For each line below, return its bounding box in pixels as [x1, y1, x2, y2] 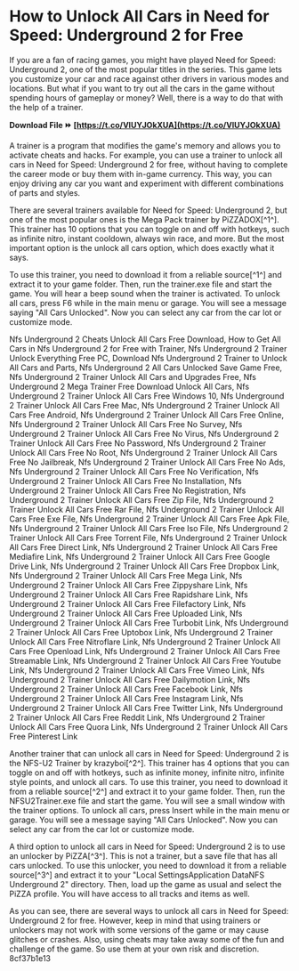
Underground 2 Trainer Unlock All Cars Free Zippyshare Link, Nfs [9, 579, 248, 590]
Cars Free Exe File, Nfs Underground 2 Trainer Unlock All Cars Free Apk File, [9, 514, 290, 524]
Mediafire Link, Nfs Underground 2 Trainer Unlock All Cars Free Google [9, 551, 271, 562]
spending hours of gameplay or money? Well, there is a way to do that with [9, 92, 284, 103]
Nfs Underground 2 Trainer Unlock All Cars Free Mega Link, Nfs [9, 570, 243, 580]
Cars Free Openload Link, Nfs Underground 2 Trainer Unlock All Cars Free [9, 645, 280, 656]
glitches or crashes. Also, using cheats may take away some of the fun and [9, 934, 285, 944]
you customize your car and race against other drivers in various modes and [9, 73, 289, 84]
